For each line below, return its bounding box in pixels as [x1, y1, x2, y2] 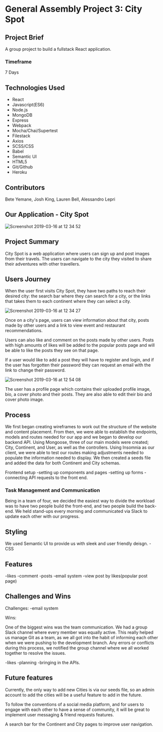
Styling [5, 527, 28, 536]
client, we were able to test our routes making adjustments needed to [5, 450, 144, 456]
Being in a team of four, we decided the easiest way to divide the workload [5, 498, 155, 504]
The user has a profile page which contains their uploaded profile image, [5, 386, 151, 392]
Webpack [12, 123, 32, 128]
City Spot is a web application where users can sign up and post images [5, 251, 150, 256]
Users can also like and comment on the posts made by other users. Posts [5, 337, 154, 343]
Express [12, 117, 29, 123]
